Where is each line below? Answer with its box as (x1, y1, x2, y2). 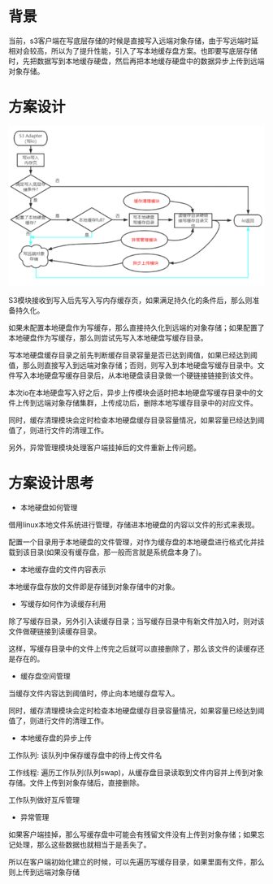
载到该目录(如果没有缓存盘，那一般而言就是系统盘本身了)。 (8, 547, 206, 557)
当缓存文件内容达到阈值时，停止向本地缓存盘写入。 (8, 688, 180, 698)
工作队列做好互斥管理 (8, 795, 80, 804)
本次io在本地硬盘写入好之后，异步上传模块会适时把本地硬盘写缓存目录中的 (8, 388, 257, 397)
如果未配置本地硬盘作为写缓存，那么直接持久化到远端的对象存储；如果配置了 (8, 323, 265, 332)
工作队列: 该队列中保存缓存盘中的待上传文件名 (8, 750, 162, 760)
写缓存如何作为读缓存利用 (19, 599, 106, 609)
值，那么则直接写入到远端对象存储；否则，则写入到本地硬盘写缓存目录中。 (8, 360, 258, 370)
